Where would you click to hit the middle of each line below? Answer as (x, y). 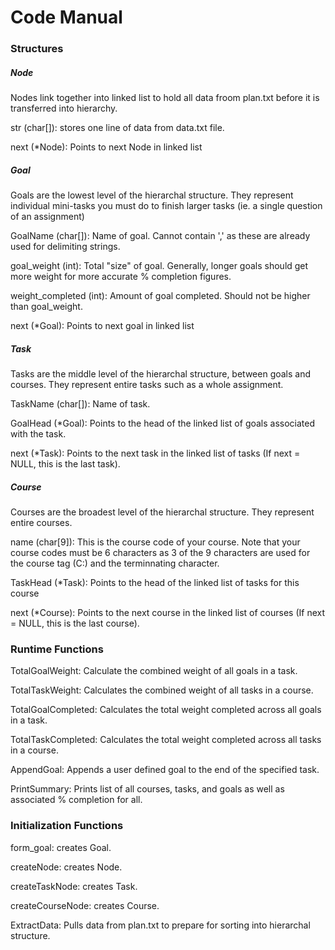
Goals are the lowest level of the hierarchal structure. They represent (152, 195)
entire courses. (41, 522)
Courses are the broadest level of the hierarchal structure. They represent (162, 512)
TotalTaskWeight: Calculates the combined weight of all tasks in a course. (162, 690)
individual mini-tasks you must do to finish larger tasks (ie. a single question (166, 206)
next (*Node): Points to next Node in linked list (106, 147)
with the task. (38, 434)
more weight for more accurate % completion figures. (121, 277)
